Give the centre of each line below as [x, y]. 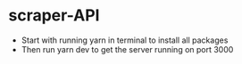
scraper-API [54, 16]
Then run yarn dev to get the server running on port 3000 [127, 49]
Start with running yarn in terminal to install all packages [125, 40]
